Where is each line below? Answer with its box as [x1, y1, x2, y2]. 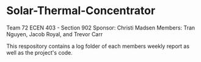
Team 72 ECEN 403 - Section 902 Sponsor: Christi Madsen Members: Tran [6, 24, 196, 31]
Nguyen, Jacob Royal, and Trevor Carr [6, 30, 103, 37]
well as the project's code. [6, 48, 73, 56]
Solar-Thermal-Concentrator [6, 4, 156, 18]
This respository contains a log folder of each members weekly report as [6, 42, 190, 50]
